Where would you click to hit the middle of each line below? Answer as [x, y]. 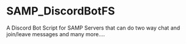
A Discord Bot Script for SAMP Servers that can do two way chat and [93, 28]
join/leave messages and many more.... [56, 34]
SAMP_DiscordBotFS [61, 11]
